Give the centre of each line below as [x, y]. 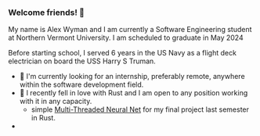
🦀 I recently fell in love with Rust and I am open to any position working [134, 93]
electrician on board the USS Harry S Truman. [82, 61]
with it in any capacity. [56, 102]
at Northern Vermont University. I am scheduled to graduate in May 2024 [126, 38]
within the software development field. [81, 84]
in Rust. [43, 118]
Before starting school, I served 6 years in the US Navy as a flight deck [123, 53]
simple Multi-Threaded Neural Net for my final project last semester [140, 109]
